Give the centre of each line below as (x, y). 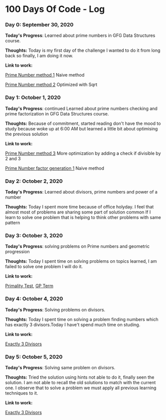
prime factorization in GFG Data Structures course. (57, 113)
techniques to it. (22, 393)
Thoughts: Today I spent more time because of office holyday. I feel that (80, 207)
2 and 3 (13, 158)
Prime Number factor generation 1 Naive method (55, 168)
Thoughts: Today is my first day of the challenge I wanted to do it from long (83, 50)
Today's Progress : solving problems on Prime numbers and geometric (78, 246)
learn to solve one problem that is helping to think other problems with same (83, 217)
